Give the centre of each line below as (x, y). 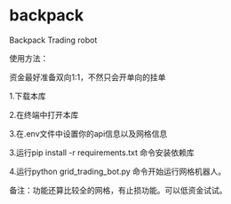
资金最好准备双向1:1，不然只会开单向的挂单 (88, 77)
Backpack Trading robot (53, 40)
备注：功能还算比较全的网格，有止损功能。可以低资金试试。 (118, 190)
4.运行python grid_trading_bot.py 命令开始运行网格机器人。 (118, 171)
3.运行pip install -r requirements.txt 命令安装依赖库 (102, 153)
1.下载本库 (28, 96)
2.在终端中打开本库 (44, 114)
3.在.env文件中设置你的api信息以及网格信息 (88, 133)
